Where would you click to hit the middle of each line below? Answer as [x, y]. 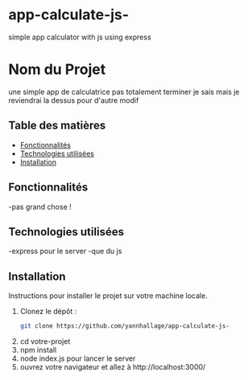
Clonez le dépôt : [48, 312]
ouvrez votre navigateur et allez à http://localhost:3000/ [113, 367]
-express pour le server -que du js [65, 251]
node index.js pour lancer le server [78, 358]
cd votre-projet [45, 341]
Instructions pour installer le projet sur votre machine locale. [108, 296]
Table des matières [57, 126]
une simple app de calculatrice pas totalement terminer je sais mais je [124, 92]
